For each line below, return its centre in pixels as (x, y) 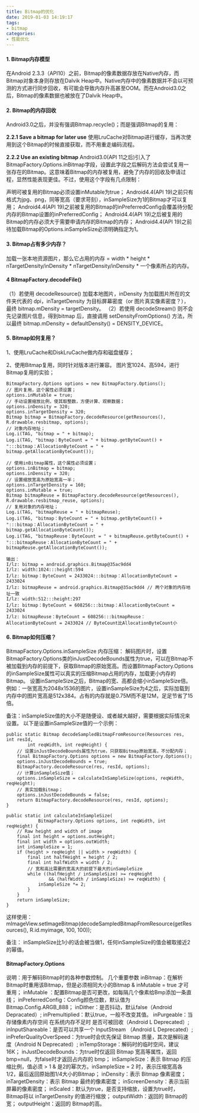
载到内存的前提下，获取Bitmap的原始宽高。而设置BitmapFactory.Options (105, 666)
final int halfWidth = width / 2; (70, 863)
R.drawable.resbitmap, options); (48, 422)
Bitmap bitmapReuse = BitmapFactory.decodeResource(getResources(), (93, 496)
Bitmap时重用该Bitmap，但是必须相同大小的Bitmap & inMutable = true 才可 (97, 985)
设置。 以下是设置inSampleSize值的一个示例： (62, 723)
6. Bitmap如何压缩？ (31, 637)
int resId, (20, 740)
